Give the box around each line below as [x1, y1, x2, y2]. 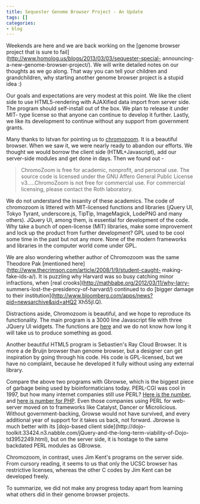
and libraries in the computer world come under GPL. [6, 242, 137, 250]
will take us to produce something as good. [6, 329, 113, 337]
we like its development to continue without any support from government [6, 118, 189, 125]
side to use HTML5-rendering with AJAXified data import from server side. [6, 99, 190, 106]
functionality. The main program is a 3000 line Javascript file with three [6, 316, 183, 324]
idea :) [6, 81, 22, 88]
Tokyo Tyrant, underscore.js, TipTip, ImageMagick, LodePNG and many [6, 210, 183, 217]
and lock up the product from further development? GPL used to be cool [6, 229, 184, 236]
